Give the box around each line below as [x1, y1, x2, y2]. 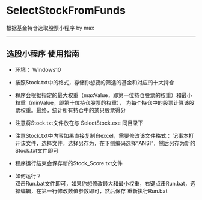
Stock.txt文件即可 [14, 147, 59, 154]
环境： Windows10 [14, 66, 61, 73]
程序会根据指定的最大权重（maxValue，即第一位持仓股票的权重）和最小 [14, 91, 192, 99]
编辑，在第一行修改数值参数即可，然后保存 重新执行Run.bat [20, 187, 168, 195]
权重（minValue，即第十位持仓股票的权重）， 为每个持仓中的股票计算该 [14, 99, 189, 106]
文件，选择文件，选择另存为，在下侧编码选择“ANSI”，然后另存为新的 [25, 139, 196, 147]
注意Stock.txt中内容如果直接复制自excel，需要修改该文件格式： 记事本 [14, 132, 189, 139]
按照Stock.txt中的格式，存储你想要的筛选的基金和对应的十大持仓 [14, 78, 174, 86]
